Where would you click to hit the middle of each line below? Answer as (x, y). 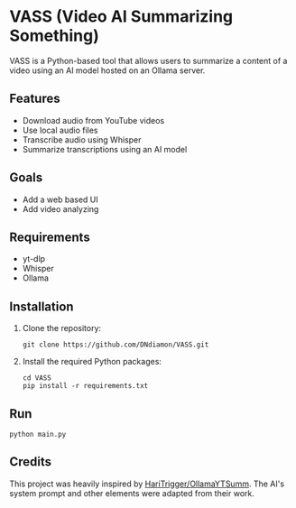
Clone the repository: (62, 328)
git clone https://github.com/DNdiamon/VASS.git (116, 345)
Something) (54, 36)
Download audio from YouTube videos (93, 120)
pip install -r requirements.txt (85, 386)
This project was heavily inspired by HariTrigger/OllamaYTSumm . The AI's (147, 484)
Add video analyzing (60, 208)
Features (35, 99)
